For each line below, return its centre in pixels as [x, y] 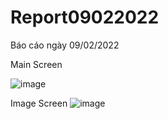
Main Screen [36, 64]
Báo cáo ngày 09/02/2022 [65, 45]
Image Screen [39, 103]
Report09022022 [85, 17]
